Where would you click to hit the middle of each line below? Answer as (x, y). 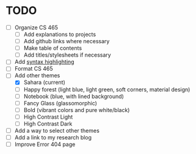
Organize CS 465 (36, 27)
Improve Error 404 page (45, 144)
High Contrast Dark (48, 124)
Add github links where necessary (67, 41)
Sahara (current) (44, 82)
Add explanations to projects (60, 34)
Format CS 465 (34, 69)
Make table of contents (53, 48)
